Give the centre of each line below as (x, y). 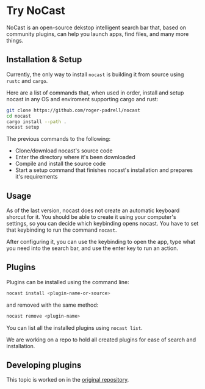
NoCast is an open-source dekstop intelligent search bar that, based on (96, 27)
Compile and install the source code (60, 164)
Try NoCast (36, 11)
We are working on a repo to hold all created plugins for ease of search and (101, 340)
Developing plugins (44, 366)
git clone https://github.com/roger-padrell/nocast (73, 110)
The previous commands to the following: (59, 139)
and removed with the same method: (52, 305)
